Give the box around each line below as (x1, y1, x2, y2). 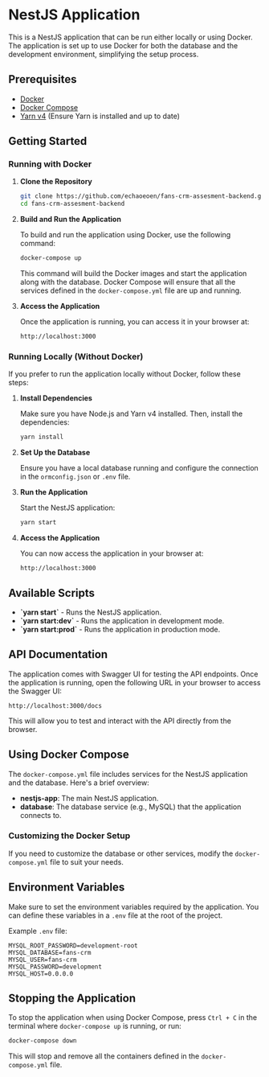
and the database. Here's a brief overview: (8, 778, 150, 787)
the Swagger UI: (8, 686, 63, 696)
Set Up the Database (19, 448, 91, 458)
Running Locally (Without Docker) (8, 351, 144, 362)
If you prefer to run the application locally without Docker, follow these (8, 369, 241, 379)
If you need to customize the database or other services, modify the (8, 849, 234, 858)
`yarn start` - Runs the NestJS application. (19, 607, 162, 617)
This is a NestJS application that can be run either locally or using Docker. (8, 32, 253, 42)
